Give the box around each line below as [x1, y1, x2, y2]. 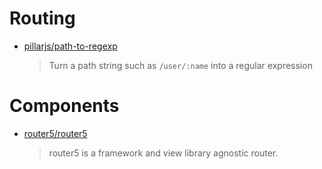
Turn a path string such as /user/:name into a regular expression [48, 59, 313, 71]
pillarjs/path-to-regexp [23, 40, 118, 52]
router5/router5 [23, 127, 88, 139]
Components [9, 95, 120, 117]
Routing [9, 7, 76, 30]
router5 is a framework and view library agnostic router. [48, 147, 279, 159]
